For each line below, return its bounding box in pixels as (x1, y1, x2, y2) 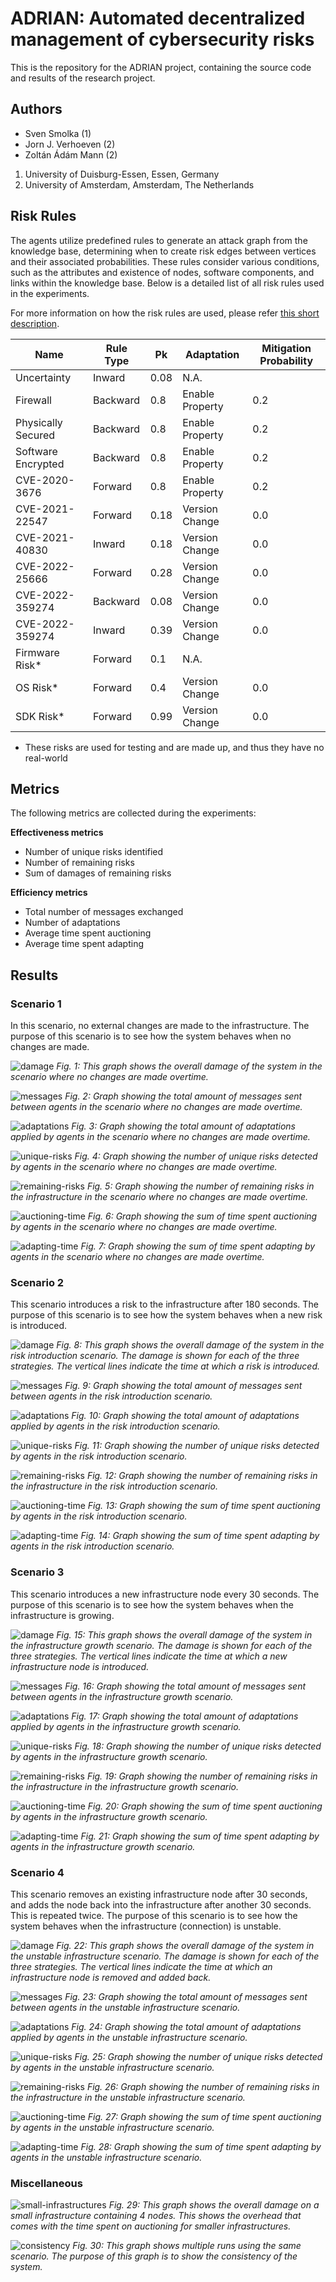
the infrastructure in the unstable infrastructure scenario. (10, 2091, 246, 2103)
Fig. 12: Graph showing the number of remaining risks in (86, 1470, 318, 1482)
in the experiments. (10, 287, 90, 299)
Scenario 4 (10, 1865, 65, 1879)
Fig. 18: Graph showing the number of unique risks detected (74, 1740, 322, 1752)
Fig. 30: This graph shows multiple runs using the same (72, 2240, 302, 2252)
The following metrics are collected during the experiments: (10, 807, 257, 819)
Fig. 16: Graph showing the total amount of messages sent (64, 1680, 307, 1692)
